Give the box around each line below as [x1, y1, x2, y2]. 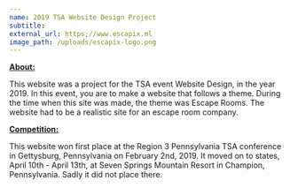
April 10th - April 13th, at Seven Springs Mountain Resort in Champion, [9, 160, 265, 170]
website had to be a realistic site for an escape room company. [9, 107, 239, 117]
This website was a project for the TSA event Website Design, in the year [9, 79, 276, 89]
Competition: [9, 124, 59, 135]
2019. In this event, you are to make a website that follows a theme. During [9, 88, 281, 99]
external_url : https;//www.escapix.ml [9, 29, 153, 38]
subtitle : [9, 21, 46, 30]
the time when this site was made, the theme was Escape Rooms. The [9, 98, 264, 109]
